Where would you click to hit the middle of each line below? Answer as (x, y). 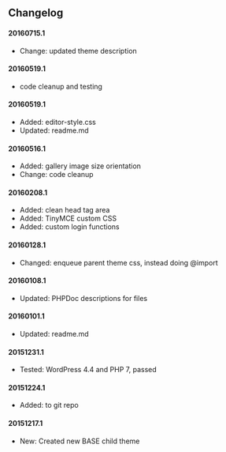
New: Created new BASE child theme (80, 441)
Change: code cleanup (56, 175)
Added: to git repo (49, 405)
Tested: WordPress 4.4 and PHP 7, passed (88, 370)
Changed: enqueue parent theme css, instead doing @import (119, 262)
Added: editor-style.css (57, 122)
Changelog (36, 13)
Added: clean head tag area (65, 210)
